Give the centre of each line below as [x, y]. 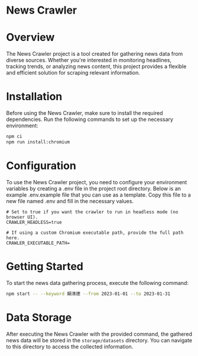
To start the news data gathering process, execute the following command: [98, 283]
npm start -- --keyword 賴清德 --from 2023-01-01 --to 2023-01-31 [88, 294]
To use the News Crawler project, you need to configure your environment [97, 182]
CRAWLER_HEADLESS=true [34, 222]
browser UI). [22, 217]
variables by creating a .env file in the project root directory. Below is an [94, 188]
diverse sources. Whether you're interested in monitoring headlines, [89, 60]
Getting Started [45, 266]
